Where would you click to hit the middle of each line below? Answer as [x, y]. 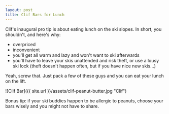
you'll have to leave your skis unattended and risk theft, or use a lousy [86, 60]
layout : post [19, 10]
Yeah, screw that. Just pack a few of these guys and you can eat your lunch [84, 75]
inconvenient [26, 50]
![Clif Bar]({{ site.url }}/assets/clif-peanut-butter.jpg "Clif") [66, 91]
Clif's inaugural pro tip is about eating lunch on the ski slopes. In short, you [83, 29]
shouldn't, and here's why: [33, 34]
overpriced [24, 44]
